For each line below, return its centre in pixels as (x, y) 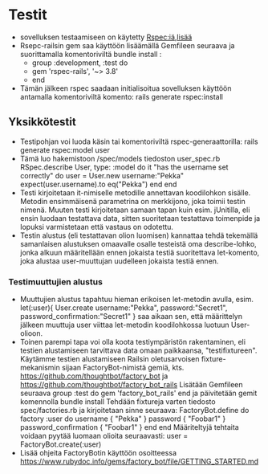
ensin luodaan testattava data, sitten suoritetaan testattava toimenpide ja (140, 218)
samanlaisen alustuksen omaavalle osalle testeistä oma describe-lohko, (138, 243)
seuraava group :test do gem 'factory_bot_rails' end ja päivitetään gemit (138, 393)
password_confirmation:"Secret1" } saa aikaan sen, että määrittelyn (131, 317)
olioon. (31, 333)
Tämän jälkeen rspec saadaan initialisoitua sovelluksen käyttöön (126, 88)
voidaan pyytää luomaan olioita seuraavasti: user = (104, 436)
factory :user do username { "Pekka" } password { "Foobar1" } (123, 419)
